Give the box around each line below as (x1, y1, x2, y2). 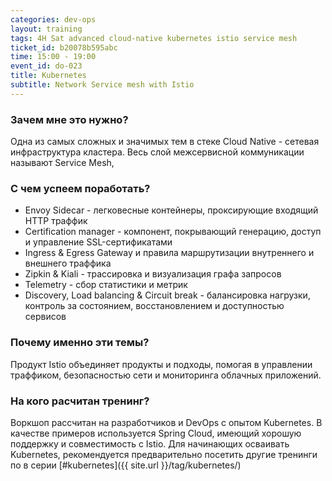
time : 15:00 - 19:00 (10, 52, 97, 62)
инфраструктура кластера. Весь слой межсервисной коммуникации (10, 146, 305, 158)
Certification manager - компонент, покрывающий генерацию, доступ (24, 226, 322, 238)
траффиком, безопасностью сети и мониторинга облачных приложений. (10, 369, 322, 381)
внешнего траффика (24, 257, 112, 270)
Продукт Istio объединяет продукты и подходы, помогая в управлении (10, 358, 313, 370)
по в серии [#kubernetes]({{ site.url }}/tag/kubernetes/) (10, 459, 242, 471)
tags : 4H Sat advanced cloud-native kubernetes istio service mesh (10, 33, 298, 43)
